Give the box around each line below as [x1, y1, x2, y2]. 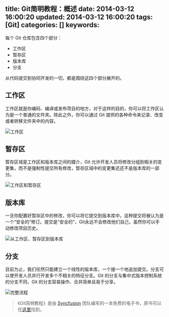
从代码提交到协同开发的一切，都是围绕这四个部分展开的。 [5, 75, 124, 81]
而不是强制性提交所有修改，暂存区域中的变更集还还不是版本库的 [18, 165, 151, 171]
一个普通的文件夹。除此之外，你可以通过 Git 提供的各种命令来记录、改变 [14, 112, 163, 118]
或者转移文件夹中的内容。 [5, 118, 58, 124]
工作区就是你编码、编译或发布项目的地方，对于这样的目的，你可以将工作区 [5, 105, 159, 112]
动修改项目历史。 [5, 225, 41, 231]
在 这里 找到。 [17, 306, 44, 312]
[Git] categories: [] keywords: [5, 21, 100, 29]
